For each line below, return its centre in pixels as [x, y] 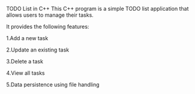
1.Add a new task [27, 38]
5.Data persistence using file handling [53, 84]
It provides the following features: [48, 27]
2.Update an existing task [38, 50]
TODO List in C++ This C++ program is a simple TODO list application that [97, 9]
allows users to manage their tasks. [50, 15]
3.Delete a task [25, 61]
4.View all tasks [25, 73]
